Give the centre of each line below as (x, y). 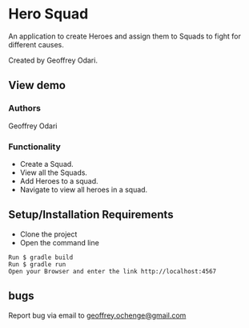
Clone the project (48, 234)
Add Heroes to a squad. (59, 180)
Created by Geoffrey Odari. (53, 60)
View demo (37, 85)
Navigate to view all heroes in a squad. (84, 189)
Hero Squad (48, 14)
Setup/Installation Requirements (91, 215)
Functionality (35, 147)
